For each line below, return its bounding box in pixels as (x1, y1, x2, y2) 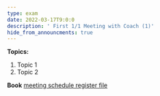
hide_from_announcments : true (7, 29, 94, 36)
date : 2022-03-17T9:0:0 (7, 16, 75, 23)
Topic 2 (16, 68, 39, 76)
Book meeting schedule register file (7, 81, 108, 89)
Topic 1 (16, 61, 38, 69)
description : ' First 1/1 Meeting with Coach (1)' (7, 22, 155, 29)
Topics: (7, 48, 29, 56)
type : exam (7, 10, 38, 17)
